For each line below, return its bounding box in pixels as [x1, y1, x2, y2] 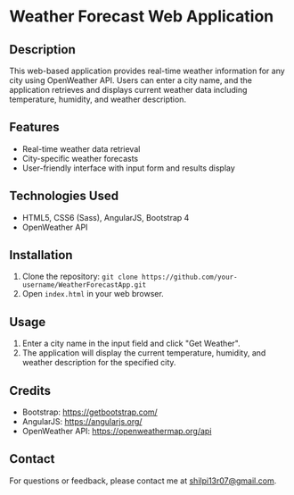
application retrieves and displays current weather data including [9, 85, 248, 95]
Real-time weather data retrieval [21, 143, 141, 154]
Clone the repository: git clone [21, 271, 138, 282]
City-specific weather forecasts [21, 153, 139, 164]
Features [9, 120, 60, 135]
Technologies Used [9, 189, 118, 204]
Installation [9, 247, 73, 263]
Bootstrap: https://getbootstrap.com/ [21, 407, 158, 417]
